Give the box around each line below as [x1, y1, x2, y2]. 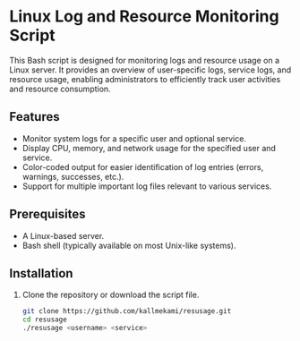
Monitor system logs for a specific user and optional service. [21, 132, 246, 144]
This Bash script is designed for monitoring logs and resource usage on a [9, 55, 280, 65]
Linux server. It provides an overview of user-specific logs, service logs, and [9, 64, 292, 75]
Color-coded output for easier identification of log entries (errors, [21, 161, 264, 172]
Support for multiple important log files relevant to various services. [21, 181, 272, 192]
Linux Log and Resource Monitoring [9, 6, 279, 27]
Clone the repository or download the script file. [21, 289, 200, 301]
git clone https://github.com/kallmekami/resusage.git [21, 307, 232, 316]
